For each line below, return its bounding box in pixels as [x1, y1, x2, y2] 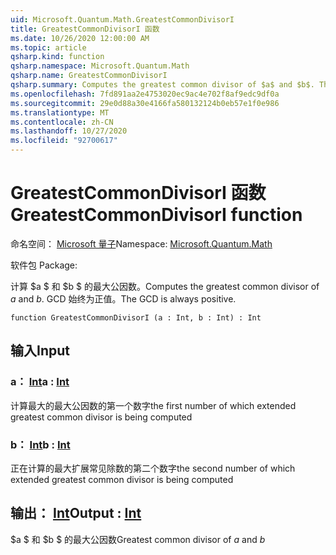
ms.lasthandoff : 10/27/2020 [10, 126, 128, 136]
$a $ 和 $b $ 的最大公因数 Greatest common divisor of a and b [10, 533, 266, 545]
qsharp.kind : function [10, 52, 105, 62]
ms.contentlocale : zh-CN [10, 117, 114, 127]
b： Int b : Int [10, 437, 71, 451]
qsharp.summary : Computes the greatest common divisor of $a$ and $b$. [10, 80, 315, 90]
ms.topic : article [10, 42, 87, 53]
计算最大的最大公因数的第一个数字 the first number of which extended [10, 399, 297, 411]
